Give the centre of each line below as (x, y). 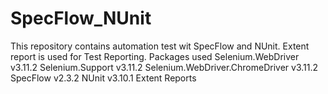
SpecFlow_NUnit (81, 18)
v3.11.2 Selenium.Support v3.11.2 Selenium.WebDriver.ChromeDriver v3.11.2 (164, 67)
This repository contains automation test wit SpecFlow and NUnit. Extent (160, 46)
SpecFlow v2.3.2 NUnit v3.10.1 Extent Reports (103, 78)
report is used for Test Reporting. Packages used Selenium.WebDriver (155, 56)
